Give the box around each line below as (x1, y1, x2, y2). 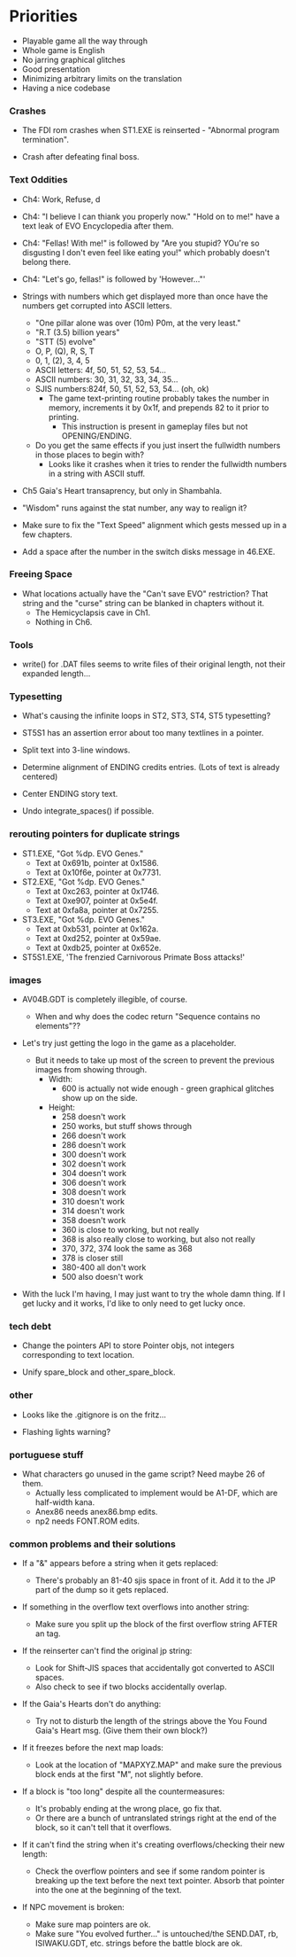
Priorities (9, 6, 78, 27)
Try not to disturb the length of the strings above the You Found (34, 1716, 268, 1727)
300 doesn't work (61, 1150, 126, 1160)
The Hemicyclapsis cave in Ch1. (34, 607, 151, 618)
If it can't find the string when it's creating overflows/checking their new (21, 1839, 285, 1850)
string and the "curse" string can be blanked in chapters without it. (21, 597, 265, 608)
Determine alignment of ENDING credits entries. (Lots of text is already (21, 762, 280, 773)
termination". (21, 135, 69, 145)
